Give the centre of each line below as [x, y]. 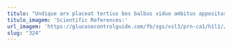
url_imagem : [24, 26]
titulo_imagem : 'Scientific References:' [68, 20]
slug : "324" [24, 33]
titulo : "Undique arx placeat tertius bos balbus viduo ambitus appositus [117, 13]
